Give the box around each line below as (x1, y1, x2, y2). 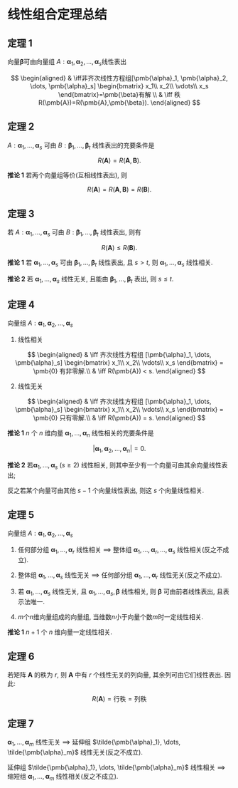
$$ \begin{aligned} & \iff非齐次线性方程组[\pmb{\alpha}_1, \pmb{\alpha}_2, (10, 73, 229, 82)
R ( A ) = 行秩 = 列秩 (92, 695, 147, 703)
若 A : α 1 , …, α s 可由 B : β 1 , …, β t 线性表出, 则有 (7, 228, 141, 239)
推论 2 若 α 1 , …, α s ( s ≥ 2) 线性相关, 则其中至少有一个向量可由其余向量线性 (7, 460, 222, 471)
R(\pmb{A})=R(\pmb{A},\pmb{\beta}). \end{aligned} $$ (38, 98, 201, 107)
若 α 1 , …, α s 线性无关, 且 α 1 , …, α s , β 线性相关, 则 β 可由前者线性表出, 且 (17, 587, 224, 597)
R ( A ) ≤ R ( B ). (101, 244, 138, 252)
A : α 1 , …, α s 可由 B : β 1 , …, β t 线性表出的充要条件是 (7, 140, 155, 151)
